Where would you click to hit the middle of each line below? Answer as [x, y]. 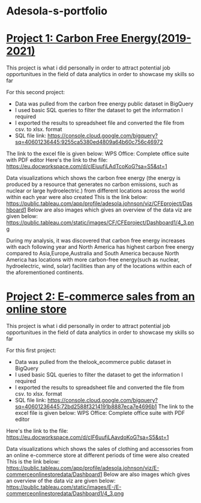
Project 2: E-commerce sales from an [100, 296]
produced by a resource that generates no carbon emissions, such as [92, 185]
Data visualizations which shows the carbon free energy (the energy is [94, 178]
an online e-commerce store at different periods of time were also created [98, 455]
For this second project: [35, 92]
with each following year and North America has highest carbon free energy [100, 247]
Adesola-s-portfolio [57, 11]
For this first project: [31, 350]
